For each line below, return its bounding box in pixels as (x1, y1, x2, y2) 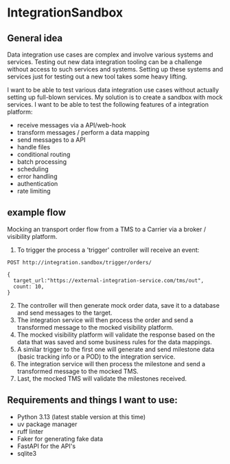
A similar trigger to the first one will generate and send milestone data (16, 345, 215, 353)
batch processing (16, 158, 67, 166)
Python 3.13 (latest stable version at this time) (16, 412, 146, 421)
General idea (7, 32, 63, 44)
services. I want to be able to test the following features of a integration (7, 101, 209, 108)
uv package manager (16, 420, 78, 428)
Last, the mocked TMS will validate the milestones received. (16, 374, 187, 383)
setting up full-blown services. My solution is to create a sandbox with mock (7, 93, 223, 101)
